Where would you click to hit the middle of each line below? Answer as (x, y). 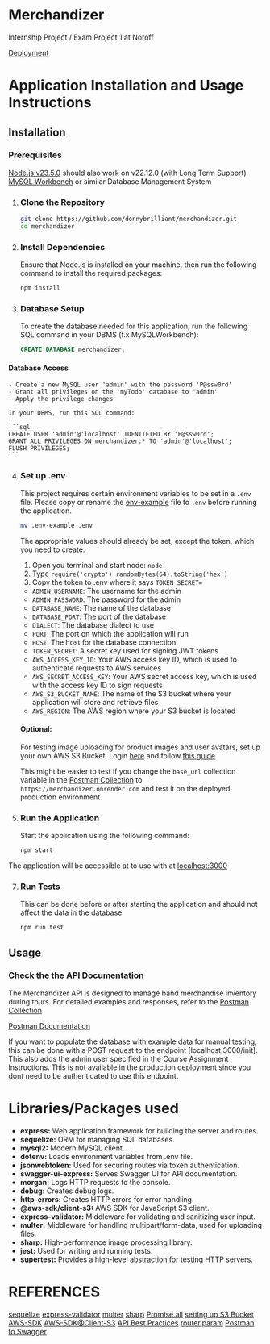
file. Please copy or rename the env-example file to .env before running (139, 502)
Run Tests (40, 887)
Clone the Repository (62, 202)
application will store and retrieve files (95, 702)
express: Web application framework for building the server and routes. (139, 1130)
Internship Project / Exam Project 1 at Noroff (81, 37)
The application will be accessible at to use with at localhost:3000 (118, 866)
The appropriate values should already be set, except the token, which (137, 541)
